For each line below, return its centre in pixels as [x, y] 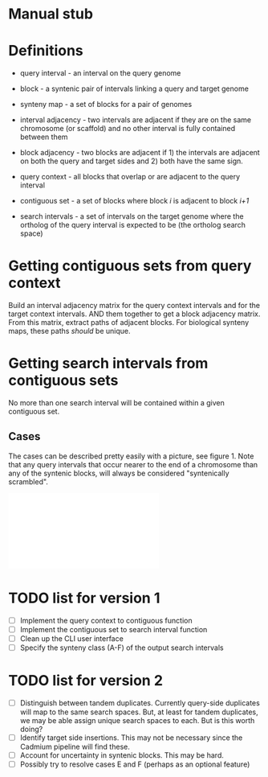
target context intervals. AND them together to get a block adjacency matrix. [134, 314]
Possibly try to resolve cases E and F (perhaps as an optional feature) [135, 764]
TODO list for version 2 [85, 681]
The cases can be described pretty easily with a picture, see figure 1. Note [131, 456]
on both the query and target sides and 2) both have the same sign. [131, 161]
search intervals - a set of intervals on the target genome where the [132, 216]
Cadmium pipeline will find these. [75, 747]
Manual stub [51, 14]
